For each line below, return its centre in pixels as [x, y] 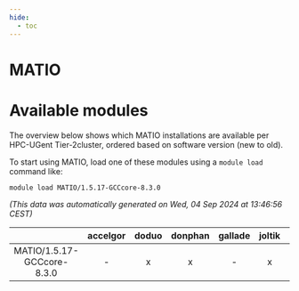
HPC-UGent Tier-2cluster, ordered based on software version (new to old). [146, 144]
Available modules [79, 110]
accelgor [107, 235]
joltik [270, 235]
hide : [19, 17]
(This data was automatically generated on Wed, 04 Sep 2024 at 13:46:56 [146, 204]
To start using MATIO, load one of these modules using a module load [136, 162]
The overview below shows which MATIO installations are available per [139, 135]
